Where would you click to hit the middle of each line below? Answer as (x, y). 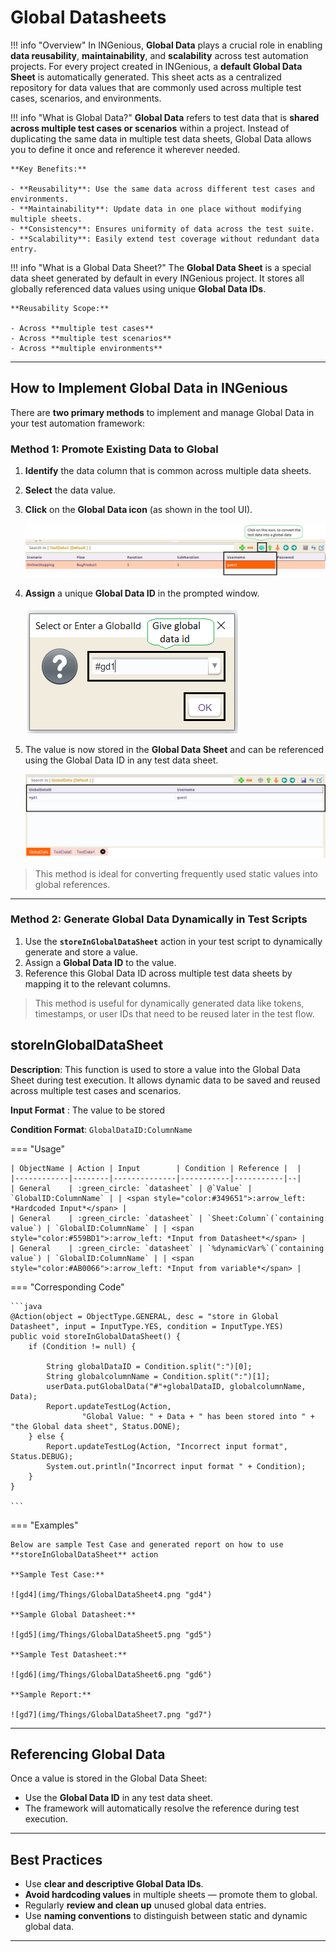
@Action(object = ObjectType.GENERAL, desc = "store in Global (145, 1316)
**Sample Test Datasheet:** (69, 1654)
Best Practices (56, 1859)
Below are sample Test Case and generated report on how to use (147, 1544)
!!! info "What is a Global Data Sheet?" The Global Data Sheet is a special (161, 267)
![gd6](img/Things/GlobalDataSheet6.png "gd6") (111, 1674)
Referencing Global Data (88, 1754)
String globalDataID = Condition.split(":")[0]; (149, 1366)
